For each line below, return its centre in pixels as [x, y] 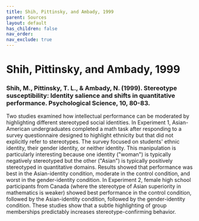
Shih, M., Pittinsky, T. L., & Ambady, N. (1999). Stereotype [92, 88]
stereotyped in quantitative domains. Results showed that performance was [99, 167]
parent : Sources [26, 17]
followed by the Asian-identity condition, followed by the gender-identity [96, 199]
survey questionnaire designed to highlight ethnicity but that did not [90, 135]
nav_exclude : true [29, 40]
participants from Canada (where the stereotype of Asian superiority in [94, 186]
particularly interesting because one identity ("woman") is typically [89, 154]
